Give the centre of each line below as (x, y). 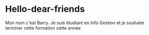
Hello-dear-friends (45, 9)
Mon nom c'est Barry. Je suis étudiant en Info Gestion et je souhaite (75, 23)
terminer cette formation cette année (43, 28)
